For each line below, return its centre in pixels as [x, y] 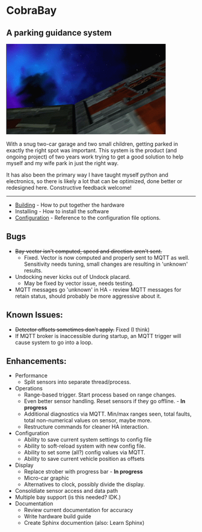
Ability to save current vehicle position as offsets [84, 459]
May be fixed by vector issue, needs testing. [79, 283]
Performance [31, 376]
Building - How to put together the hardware [70, 205]
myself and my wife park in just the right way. [63, 163]
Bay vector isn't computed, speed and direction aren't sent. [88, 251]
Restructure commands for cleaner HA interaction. [86, 427]
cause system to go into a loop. [54, 342]
